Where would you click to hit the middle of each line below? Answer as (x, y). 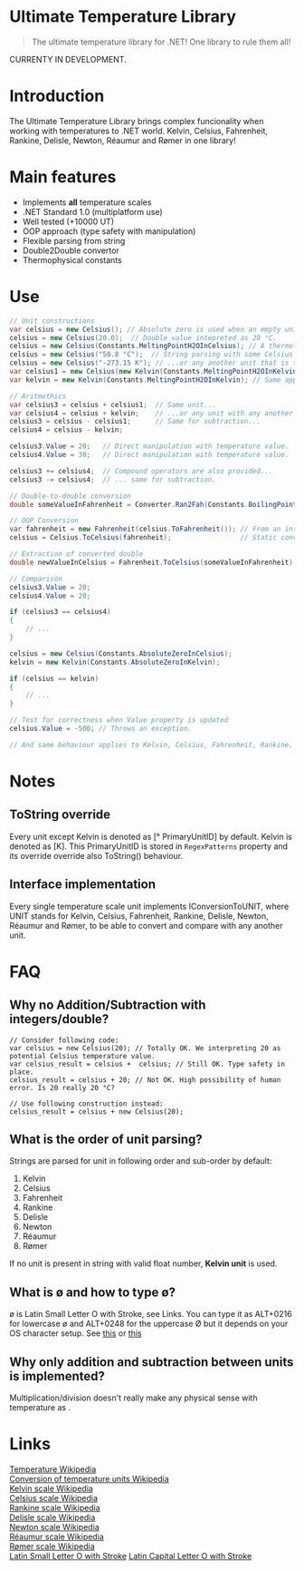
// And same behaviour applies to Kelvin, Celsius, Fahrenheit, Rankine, (152, 745)
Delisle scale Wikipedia (52, 1517)
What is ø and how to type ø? (93, 1292)
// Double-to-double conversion (70, 496)
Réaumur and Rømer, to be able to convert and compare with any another (146, 925)
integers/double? (59, 1019)
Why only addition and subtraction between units (152, 1362)
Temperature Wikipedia (53, 1469)
